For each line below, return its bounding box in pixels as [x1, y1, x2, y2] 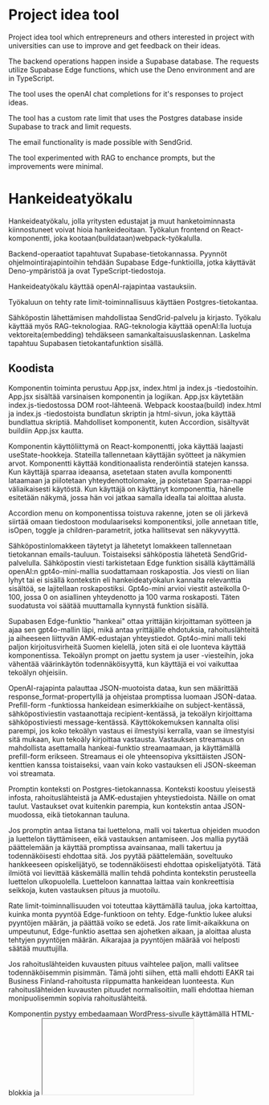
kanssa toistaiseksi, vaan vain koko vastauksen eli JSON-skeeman [36, 760, 257, 770]
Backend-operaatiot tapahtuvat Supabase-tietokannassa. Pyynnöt [8, 249, 227, 258]
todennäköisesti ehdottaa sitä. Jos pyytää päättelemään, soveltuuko [8, 851, 233, 861]
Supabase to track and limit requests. [8, 121, 132, 131]
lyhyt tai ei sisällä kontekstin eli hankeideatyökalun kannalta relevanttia [8, 575, 242, 585]
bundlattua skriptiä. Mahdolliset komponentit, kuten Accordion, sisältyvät [8, 417, 250, 427]
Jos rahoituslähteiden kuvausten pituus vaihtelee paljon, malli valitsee [8, 959, 239, 968]
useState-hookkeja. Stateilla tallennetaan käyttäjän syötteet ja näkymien [8, 450, 247, 459]
